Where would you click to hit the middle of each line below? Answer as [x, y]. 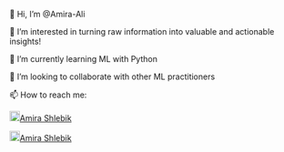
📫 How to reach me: [48, 95]
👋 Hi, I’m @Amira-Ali [47, 14]
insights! [25, 41]
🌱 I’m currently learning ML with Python [83, 59]
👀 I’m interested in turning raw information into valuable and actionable [142, 31]
